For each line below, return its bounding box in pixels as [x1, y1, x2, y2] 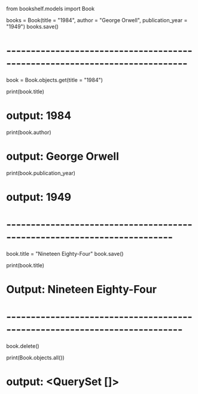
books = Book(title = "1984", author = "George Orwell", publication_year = [6, 17, 188, 23]
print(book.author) [6, 129, 52, 136]
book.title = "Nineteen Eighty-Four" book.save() [6, 250, 124, 257]
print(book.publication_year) [6, 169, 76, 176]
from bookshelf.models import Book [6, 5, 95, 12]
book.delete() [6, 343, 40, 350]
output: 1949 [6, 191, 72, 204]
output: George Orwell [6, 149, 120, 163]
